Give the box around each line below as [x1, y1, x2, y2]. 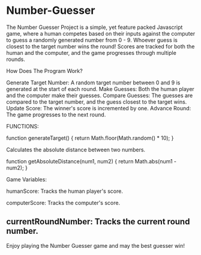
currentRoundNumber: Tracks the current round [6, 216, 190, 227]
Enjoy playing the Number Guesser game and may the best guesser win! [6, 242, 185, 249]
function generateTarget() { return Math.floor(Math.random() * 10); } [6, 134, 174, 142]
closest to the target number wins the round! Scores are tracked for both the [6, 43, 195, 50]
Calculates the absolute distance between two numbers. [6, 146, 146, 153]
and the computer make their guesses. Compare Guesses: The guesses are [6, 92, 193, 99]
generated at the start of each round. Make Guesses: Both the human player [6, 85, 195, 92]
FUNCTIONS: [6, 122, 39, 130]
